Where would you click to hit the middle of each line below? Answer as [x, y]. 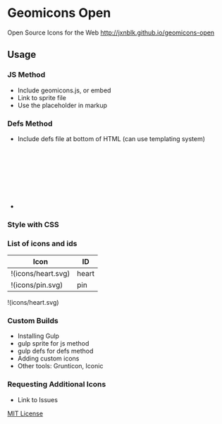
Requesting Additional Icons [57, 384]
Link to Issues [38, 399]
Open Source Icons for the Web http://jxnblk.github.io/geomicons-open [111, 32]
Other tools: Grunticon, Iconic [60, 366]
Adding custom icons [48, 358]
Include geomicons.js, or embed [64, 90]
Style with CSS [33, 224]
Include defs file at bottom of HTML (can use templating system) [111, 138]
